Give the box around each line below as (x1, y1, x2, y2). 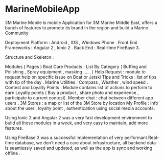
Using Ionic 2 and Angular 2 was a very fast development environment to (5, 114, 152, 120)
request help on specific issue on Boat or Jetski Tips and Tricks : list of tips (5, 74, 157, 80)
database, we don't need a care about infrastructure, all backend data (15, 139, 156, 145)
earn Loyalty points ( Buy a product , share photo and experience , (5, 90, 139, 95)
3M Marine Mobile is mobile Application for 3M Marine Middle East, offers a (5, 20, 158, 25)
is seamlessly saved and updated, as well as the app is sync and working (5, 145, 153, 151)
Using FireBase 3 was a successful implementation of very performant (5, 135, 147, 140)
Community (5, 30, 28, 36)
